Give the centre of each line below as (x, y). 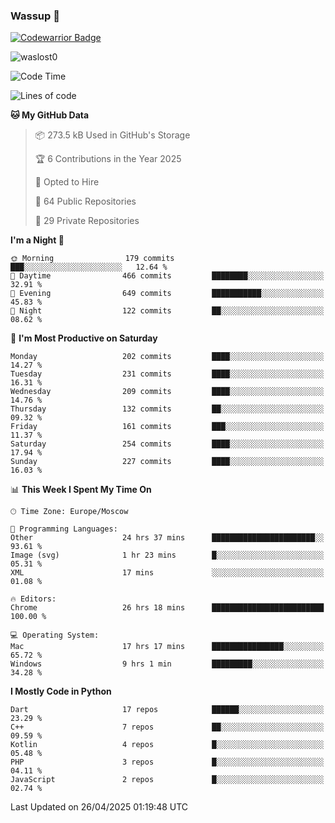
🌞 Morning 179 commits (92, 259)
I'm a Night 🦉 (37, 240)
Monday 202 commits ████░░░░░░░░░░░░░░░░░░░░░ (167, 357)
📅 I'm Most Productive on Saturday (84, 338)
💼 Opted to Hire (67, 182)
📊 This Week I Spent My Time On (81, 490)
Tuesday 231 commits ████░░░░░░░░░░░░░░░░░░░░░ (167, 374)
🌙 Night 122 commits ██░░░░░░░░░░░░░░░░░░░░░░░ (167, 311)
